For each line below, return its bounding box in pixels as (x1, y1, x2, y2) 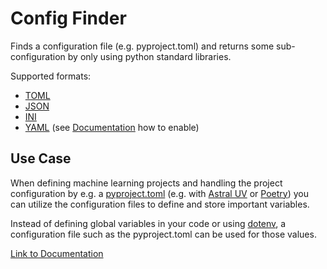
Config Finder (10, 7, 127, 30)
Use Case (10, 150, 72, 167)
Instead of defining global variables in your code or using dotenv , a (10, 217, 287, 229)
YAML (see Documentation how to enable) (24, 121, 200, 133)
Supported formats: (10, 70, 92, 82)
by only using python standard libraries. (67, 50, 232, 62)
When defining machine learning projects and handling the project (10, 177, 283, 189)
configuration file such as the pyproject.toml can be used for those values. (10, 228, 317, 240)
